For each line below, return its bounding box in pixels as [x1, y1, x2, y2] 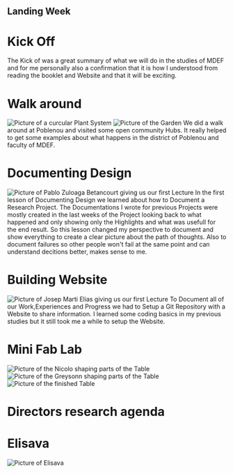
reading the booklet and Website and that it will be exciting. [7, 71, 177, 79]
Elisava [7, 435, 50, 451]
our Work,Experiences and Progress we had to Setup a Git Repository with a [7, 302, 226, 311]
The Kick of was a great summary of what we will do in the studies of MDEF [7, 56, 225, 65]
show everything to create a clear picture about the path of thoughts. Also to [7, 233, 227, 241]
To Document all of [169, 295, 225, 304]
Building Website [7, 272, 108, 288]
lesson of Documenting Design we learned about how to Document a [7, 196, 205, 204]
